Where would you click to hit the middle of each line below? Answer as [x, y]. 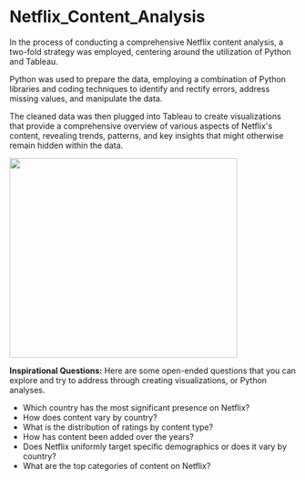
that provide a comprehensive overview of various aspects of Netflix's [141, 126]
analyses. [27, 390]
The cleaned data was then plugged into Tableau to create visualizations [146, 116]
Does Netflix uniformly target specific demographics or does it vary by [154, 446]
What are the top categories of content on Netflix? [117, 465]
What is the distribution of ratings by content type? [118, 427]
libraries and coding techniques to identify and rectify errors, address [140, 89]
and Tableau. [34, 61]
